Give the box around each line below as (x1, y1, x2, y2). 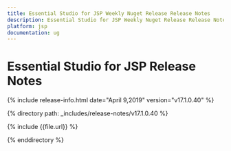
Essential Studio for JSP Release (7, 59, 196, 74)
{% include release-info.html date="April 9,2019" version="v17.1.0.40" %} (7, 96, 214, 104)
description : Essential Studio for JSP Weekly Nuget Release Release (7, 16, 211, 23)
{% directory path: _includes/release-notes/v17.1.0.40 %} (7, 109, 168, 117)
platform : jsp (7, 23, 48, 30)
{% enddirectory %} (7, 136, 64, 144)
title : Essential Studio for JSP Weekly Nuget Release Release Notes (7, 10, 211, 17)
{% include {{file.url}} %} (7, 123, 78, 131)
